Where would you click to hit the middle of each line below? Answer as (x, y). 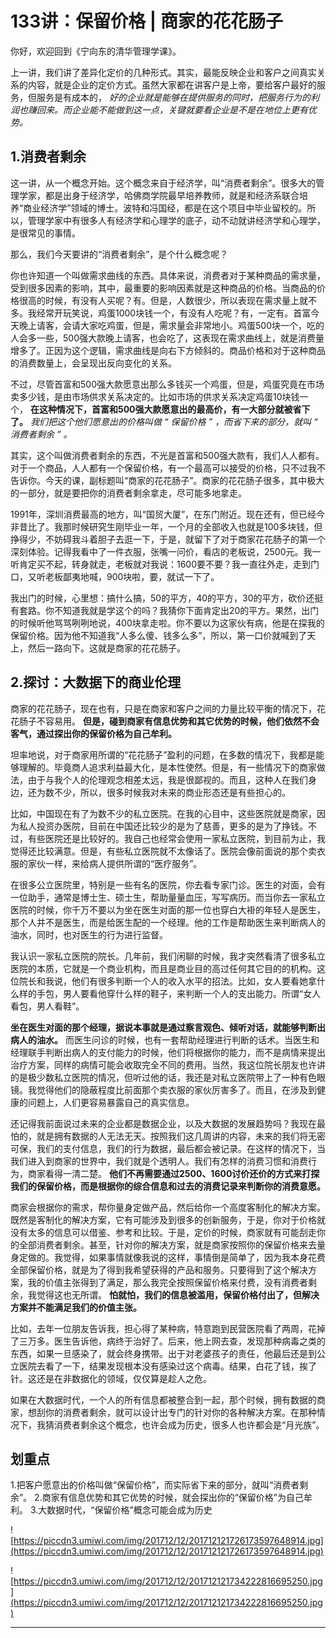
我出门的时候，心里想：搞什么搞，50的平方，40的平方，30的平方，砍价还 (162, 598)
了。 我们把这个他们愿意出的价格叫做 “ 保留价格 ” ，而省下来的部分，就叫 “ (164, 421)
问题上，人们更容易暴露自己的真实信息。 (111, 1102)
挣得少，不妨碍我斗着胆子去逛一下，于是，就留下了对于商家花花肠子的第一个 (168, 539)
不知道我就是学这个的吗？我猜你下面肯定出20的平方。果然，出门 (186, 610)
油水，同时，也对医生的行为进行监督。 (89, 934)
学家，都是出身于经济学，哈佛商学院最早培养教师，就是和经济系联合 (159, 195)
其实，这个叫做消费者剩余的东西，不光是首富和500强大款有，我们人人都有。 (167, 455)
